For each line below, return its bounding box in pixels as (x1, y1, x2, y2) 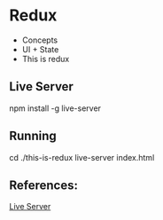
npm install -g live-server (9, 103, 102, 114)
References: (9, 177, 78, 192)
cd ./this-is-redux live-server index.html (9, 152, 155, 162)
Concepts (21, 35, 58, 45)
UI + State (21, 43, 59, 54)
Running (9, 129, 58, 144)
